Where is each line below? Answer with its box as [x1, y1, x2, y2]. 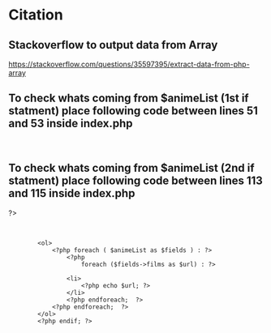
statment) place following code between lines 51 [8, 104, 258, 118]
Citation [8, 6, 63, 24]
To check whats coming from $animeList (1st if [8, 92, 249, 105]
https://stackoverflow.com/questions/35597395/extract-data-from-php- [8, 59, 250, 69]
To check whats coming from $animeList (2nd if [8, 161, 255, 175]
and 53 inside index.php [8, 117, 133, 130]
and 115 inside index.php [8, 186, 135, 200]
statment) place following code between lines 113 [8, 174, 264, 188]
